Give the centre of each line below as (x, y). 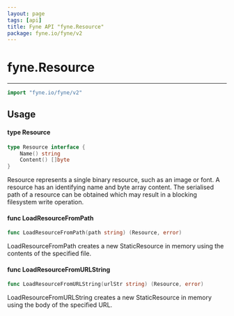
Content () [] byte (45, 160)
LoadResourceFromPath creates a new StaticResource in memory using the (116, 246)
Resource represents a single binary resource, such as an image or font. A (114, 180)
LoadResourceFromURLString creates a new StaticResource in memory (110, 298)
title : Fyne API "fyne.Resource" (56, 27)
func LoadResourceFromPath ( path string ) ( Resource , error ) (95, 233)
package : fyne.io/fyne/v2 (45, 33)
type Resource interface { (46, 147)
